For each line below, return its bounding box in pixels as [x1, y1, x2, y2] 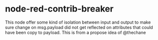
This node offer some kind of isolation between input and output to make [5, 19, 151, 25]
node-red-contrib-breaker [5, 3, 114, 14]
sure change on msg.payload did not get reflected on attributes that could [5, 24, 153, 30]
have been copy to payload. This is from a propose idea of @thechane [5, 29, 146, 35]
